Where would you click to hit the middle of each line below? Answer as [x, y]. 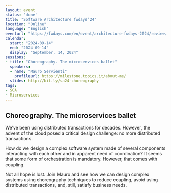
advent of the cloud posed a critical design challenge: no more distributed [83, 133]
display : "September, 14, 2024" [44, 52]
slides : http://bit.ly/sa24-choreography [54, 81]
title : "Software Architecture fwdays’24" [51, 19]
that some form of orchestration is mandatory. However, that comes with [81, 159]
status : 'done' [21, 15]
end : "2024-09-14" [30, 48]
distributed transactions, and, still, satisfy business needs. [66, 185]
